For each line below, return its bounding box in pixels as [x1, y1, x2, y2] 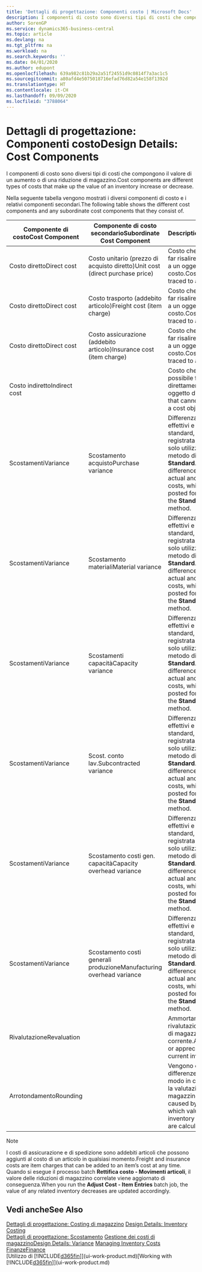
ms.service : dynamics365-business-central [6, 25, 114, 32]
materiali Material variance [88, 562, 162, 571]
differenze [168, 1069, 197, 1078]
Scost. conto [88, 751, 124, 760]
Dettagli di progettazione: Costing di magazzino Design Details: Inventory [6, 1220, 188, 1228]
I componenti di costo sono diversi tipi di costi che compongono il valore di [6, 170, 192, 177]
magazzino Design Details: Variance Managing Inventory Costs [6, 1239, 161, 1247]
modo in [168, 1076, 191, 1085]
